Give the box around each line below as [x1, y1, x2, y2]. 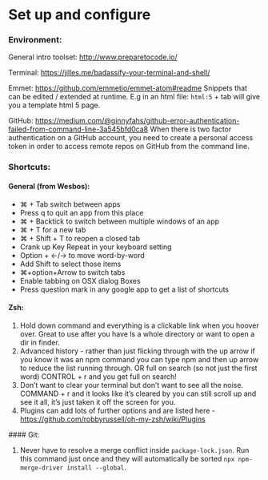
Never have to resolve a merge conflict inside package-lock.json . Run [19, 445, 250, 454]
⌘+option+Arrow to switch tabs [19, 267, 126, 277]
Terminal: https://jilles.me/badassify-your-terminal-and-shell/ [8, 68, 210, 78]
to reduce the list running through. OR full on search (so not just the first [19, 363, 258, 373]
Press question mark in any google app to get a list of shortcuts [19, 284, 230, 294]
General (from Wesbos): [8, 182, 90, 191]
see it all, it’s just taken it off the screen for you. [19, 397, 176, 406]
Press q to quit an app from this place [19, 208, 144, 217]
